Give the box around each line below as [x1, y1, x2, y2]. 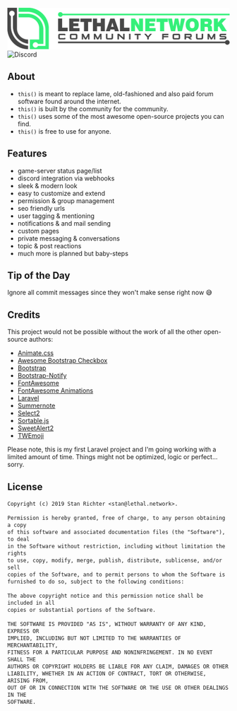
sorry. [7, 461, 25, 469]
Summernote [17, 401, 56, 410]
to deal [7, 536, 30, 543]
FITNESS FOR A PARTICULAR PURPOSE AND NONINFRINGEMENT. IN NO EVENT [7, 649, 213, 657]
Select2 [17, 409, 40, 417]
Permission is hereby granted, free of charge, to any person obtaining [7, 514, 226, 522]
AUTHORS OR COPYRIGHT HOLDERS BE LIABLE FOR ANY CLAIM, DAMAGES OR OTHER [7, 663, 229, 671]
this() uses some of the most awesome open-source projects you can [17, 112, 224, 120]
